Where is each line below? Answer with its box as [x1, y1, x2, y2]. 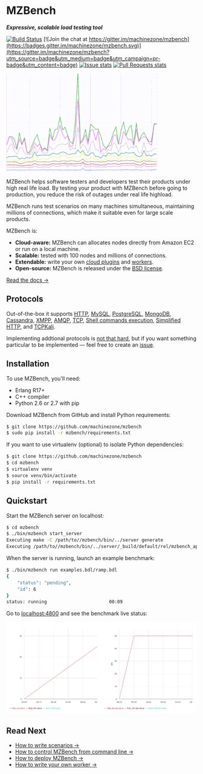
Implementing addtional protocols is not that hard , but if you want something [6, 335, 196, 342]
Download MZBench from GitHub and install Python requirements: [6, 411, 171, 418]
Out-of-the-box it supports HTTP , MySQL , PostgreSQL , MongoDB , [6, 310, 172, 317]
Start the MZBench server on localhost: [6, 512, 105, 519]
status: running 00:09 [6, 599, 123, 605]
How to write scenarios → [14, 741, 80, 749]
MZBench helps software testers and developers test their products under [6, 178, 191, 185]
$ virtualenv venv [6, 466, 53, 473]
